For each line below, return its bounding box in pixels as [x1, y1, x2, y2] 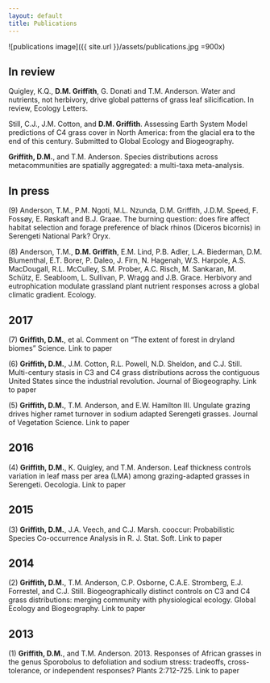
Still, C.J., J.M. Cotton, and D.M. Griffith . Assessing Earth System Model [8, 119, 248, 129]
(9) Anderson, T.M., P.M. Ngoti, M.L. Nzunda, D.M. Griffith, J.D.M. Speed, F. [8, 205, 259, 215]
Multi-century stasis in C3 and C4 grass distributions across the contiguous [8, 367, 260, 377]
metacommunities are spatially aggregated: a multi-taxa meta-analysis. [8, 161, 244, 171]
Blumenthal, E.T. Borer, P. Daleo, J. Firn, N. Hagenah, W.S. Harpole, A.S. [8, 255, 246, 265]
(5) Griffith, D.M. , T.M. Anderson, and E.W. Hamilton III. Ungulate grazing [8, 400, 251, 410]
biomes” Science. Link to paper [8, 343, 113, 352]
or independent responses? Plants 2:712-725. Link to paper [43, 666, 240, 676]
